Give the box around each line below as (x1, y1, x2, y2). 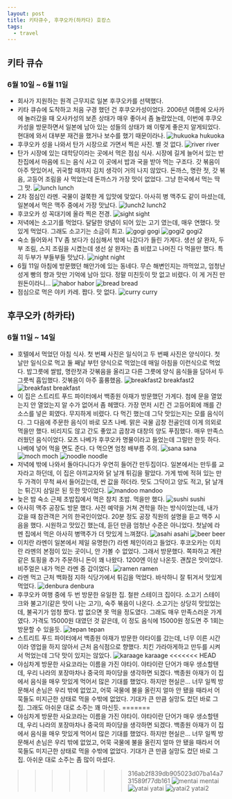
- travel (13, 29, 39, 37)
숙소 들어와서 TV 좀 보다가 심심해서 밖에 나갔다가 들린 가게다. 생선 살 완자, (17, 236, 217, 244)
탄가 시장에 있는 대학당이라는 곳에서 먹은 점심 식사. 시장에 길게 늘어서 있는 (17, 149, 217, 157)
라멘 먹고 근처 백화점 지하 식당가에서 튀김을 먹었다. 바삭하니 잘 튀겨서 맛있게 (17, 573, 223, 581)
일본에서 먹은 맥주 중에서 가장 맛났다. (17, 201, 118, 209)
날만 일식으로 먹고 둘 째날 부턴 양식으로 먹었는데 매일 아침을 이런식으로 (17, 359, 208, 367)
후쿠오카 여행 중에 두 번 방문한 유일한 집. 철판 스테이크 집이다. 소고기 (17, 590, 202, 598)
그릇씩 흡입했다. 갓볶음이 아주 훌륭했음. (17, 376, 123, 384)
